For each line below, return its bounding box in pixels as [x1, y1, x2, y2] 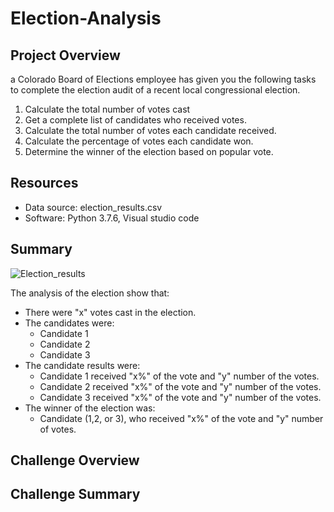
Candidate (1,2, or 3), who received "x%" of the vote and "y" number [39, 412, 324, 424]
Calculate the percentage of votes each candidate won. [24, 135, 254, 147]
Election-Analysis [10, 7, 162, 30]
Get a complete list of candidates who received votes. [24, 114, 247, 126]
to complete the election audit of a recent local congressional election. [10, 84, 301, 96]
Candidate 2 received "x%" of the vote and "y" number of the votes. [39, 380, 322, 392]
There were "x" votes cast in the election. [24, 306, 197, 318]
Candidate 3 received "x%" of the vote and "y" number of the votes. [39, 391, 322, 403]
